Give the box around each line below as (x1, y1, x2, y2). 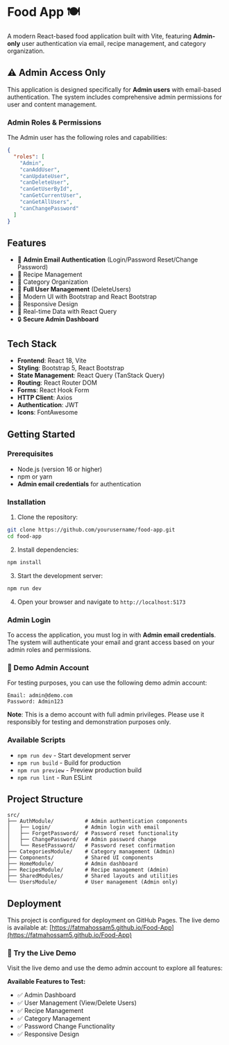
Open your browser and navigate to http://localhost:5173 (17, 598, 186, 606)
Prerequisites (7, 449, 53, 458)
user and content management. (7, 100, 97, 109)
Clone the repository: (17, 513, 78, 521)
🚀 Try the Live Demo (7, 948, 76, 958)
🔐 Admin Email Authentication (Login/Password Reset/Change (17, 255, 198, 264)
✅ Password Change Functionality (17, 1022, 115, 1030)
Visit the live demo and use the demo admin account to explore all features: (7, 964, 223, 973)
